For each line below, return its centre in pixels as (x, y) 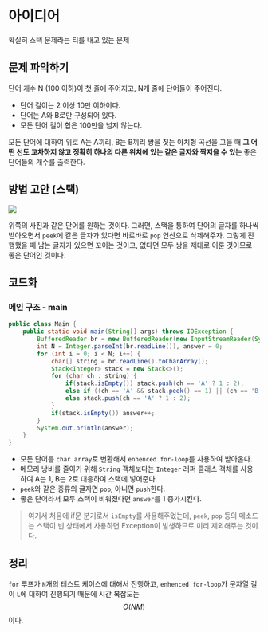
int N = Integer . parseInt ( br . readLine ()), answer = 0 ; (130, 346)
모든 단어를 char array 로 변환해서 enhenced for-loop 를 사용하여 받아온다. (136, 459)
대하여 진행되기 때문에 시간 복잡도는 (84, 594)
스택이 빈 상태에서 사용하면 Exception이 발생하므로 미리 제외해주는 (140, 526)
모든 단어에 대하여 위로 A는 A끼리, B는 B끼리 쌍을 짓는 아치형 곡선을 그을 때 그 (129, 142)
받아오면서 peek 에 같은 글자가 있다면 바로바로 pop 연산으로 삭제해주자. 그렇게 (127, 235)
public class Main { (43, 324)
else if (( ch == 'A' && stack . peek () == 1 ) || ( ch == (156, 391)
